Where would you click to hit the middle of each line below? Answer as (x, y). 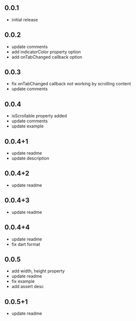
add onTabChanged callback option (47, 57)
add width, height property (38, 271)
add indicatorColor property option (46, 52)
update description (30, 158)
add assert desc (27, 287)
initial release (25, 19)
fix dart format (26, 244)
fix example (23, 281)
